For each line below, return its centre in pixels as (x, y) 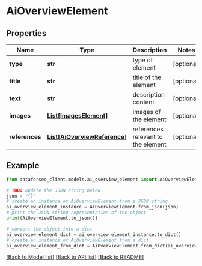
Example (23, 165)
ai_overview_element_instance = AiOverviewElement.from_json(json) (93, 207)
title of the (147, 77)
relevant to (148, 137)
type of (143, 60)
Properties (26, 33)
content (143, 102)
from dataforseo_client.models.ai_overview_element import (82, 179)
